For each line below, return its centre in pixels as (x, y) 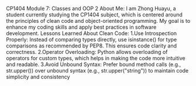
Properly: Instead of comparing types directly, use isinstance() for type (92, 39)
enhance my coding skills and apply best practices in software (81, 27)
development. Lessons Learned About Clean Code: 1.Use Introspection (92, 33)
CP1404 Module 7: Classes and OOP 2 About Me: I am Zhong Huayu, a (91, 8)
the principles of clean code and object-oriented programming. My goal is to (98, 21)
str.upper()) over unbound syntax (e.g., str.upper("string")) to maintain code (97, 70)
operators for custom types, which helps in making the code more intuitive (96, 58)
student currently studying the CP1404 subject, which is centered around (94, 15)
